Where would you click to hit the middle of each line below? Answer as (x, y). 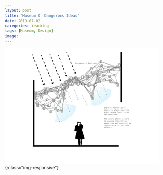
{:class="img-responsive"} (32, 167)
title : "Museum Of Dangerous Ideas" (42, 15)
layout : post (18, 10)
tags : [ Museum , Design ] (29, 31)
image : (12, 36)
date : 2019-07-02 (23, 21)
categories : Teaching (27, 26)
